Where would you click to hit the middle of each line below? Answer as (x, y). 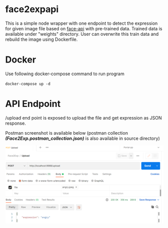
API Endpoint (33, 104)
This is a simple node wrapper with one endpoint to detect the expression (81, 23)
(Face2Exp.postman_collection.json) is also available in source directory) (82, 138)
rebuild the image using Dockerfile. (41, 39)
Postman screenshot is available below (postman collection (67, 133)
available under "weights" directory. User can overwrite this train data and (82, 34)
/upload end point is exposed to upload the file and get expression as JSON (83, 118)
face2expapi (32, 9)
